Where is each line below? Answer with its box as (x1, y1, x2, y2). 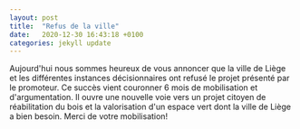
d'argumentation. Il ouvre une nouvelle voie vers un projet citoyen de (9, 92, 266, 103)
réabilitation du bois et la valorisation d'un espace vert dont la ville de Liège (9, 101, 292, 113)
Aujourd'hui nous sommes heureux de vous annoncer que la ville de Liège (9, 63, 286, 74)
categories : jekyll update (9, 38, 111, 48)
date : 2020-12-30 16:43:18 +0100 (9, 30, 144, 39)
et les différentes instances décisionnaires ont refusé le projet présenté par (9, 73, 290, 84)
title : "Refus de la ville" (9, 22, 120, 31)
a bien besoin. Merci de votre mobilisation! (9, 111, 169, 122)
